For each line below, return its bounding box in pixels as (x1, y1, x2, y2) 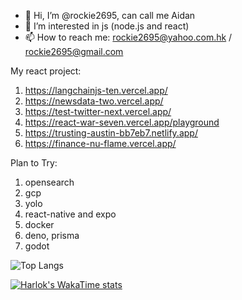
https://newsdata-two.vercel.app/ (24, 95, 164, 107)
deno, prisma (24, 230, 80, 241)
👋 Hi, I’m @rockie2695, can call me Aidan (24, 10, 196, 21)
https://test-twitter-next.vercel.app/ (24, 106, 172, 117)
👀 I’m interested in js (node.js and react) (24, 20, 190, 32)
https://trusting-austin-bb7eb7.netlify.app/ (24, 127, 198, 139)
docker (24, 219, 55, 230)
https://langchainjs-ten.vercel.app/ (24, 85, 168, 96)
